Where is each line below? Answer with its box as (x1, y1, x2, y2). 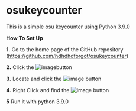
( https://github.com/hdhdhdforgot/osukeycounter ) (6, 52, 129, 59)
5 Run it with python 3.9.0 (6, 98, 69, 105)
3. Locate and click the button (6, 75, 102, 82)
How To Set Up (6, 34, 43, 41)
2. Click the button (6, 63, 72, 71)
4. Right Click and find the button (6, 86, 109, 93)
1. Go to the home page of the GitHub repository (6, 45, 124, 53)
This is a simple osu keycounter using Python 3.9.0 (6, 23, 130, 30)
